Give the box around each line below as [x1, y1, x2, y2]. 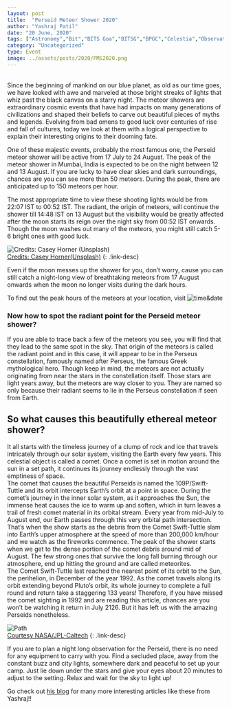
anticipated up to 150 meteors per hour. [7, 182, 119, 190]
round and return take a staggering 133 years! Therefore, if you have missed [7, 589, 223, 597]
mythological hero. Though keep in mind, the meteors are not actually [7, 364, 204, 373]
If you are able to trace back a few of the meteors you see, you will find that [7, 335, 221, 344]
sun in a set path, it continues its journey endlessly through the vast [7, 464, 199, 472]
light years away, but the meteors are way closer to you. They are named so [7, 379, 222, 387]
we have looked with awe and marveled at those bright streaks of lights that [7, 88, 222, 96]
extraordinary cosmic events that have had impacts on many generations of [7, 102, 221, 111]
